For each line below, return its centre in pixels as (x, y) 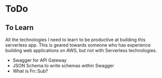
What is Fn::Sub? (30, 71)
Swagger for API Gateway (40, 60)
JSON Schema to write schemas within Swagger (63, 66)
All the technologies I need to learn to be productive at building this (75, 40)
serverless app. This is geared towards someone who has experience (78, 45)
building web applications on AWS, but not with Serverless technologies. (81, 50)
